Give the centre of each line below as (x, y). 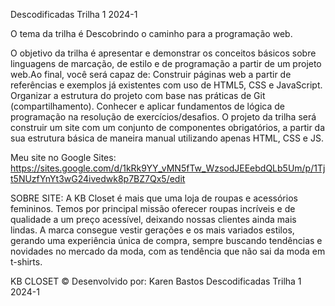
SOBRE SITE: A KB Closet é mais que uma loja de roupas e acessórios (154, 198)
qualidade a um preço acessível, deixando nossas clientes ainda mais (153, 219)
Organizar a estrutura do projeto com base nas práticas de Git (138, 95)
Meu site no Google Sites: (63, 157)
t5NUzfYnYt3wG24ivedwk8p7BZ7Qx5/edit (98, 178)
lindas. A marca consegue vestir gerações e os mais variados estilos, (152, 230)
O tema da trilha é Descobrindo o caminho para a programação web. (151, 33)
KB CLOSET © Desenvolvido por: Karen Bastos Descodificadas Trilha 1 (156, 281)
